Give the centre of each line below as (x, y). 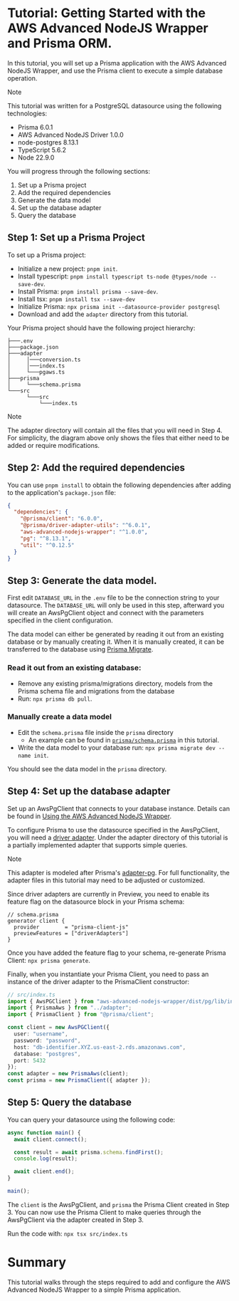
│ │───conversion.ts (44, 360)
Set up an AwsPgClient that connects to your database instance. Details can (118, 808)
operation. (22, 78)
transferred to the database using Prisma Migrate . (80, 649)
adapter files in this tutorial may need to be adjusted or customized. (106, 880)
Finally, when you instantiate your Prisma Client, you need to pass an (108, 974)
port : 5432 (30, 1060)
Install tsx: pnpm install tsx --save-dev (76, 299)
